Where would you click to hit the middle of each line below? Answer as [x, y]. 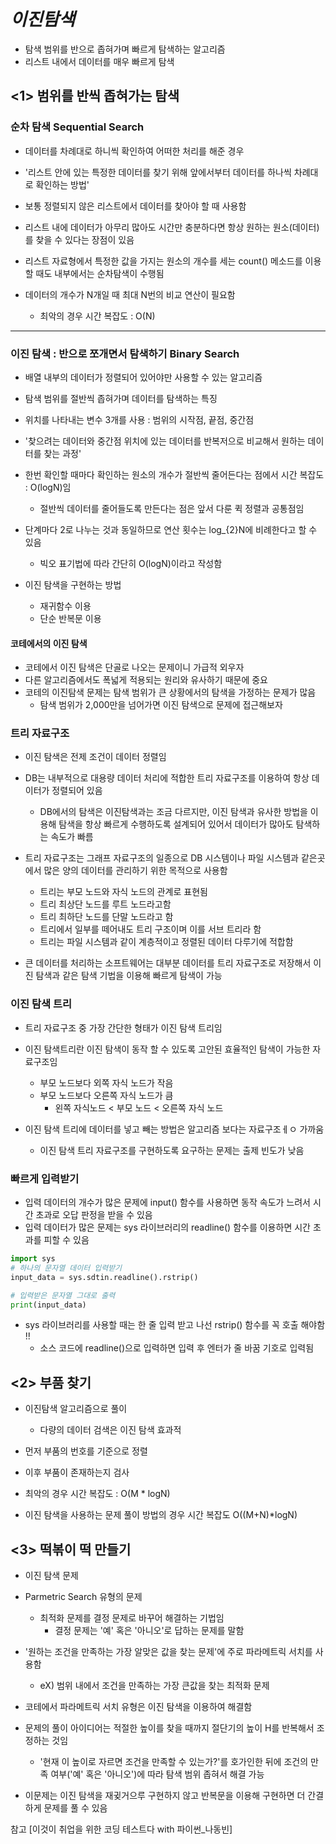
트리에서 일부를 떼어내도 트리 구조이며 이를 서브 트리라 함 [150, 929]
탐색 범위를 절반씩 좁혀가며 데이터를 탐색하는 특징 [121, 398]
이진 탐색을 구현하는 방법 [73, 584]
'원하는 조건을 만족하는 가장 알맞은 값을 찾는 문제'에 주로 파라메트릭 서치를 [168, 1652]
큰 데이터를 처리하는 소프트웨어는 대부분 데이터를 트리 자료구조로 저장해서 [168, 963]
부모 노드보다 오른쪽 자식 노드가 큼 [106, 1095]
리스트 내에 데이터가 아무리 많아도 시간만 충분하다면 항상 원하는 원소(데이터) [172, 227]
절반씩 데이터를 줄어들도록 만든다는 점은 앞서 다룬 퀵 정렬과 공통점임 [172, 508]
